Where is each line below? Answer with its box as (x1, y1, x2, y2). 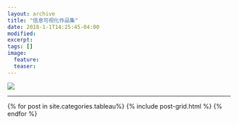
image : (7, 50, 27, 57)
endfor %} (7, 109, 38, 118)
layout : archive (7, 10, 55, 18)
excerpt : (7, 37, 33, 44)
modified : (7, 30, 37, 37)
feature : (13, 56, 40, 63)
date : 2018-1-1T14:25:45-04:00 (7, 23, 100, 30)
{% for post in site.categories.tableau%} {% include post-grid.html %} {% (7, 101, 223, 110)
